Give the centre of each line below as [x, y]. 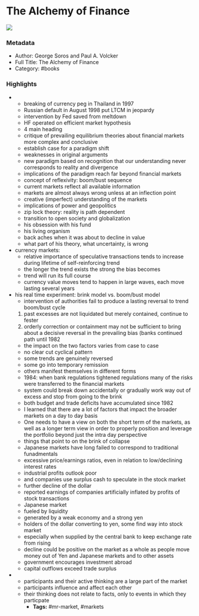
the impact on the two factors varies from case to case [91, 345]
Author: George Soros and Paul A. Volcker [66, 56]
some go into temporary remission [66, 364]
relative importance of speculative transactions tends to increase [104, 256]
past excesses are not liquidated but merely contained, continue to [106, 313]
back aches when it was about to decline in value [84, 237]
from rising [37, 543]
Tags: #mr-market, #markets [68, 606]
